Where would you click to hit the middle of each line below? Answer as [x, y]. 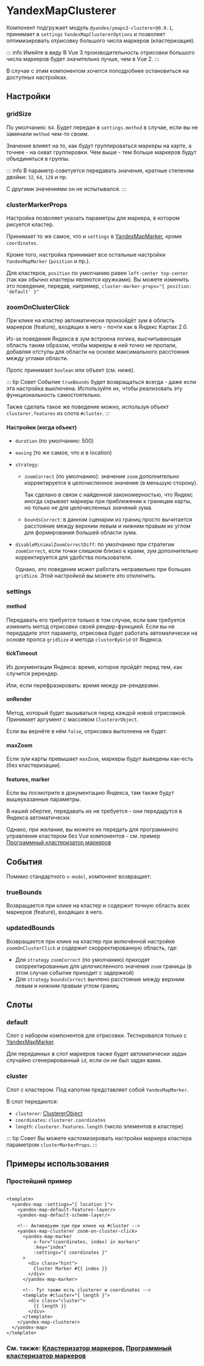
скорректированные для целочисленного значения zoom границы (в [103, 966]
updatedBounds [30, 928]
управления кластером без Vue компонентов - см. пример [83, 836]
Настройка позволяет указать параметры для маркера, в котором [93, 218]
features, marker [28, 779]
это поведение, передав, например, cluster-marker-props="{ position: [99, 286]
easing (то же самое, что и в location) [64, 452]
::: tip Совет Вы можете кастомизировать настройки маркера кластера [99, 1138]
